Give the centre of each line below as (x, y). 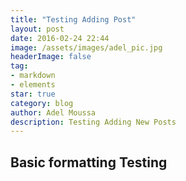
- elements (33, 85)
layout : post (37, 29)
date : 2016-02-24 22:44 (60, 38)
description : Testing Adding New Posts (93, 122)
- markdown (33, 76)
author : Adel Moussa (53, 112)
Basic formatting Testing (89, 162)
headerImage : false (51, 57)
